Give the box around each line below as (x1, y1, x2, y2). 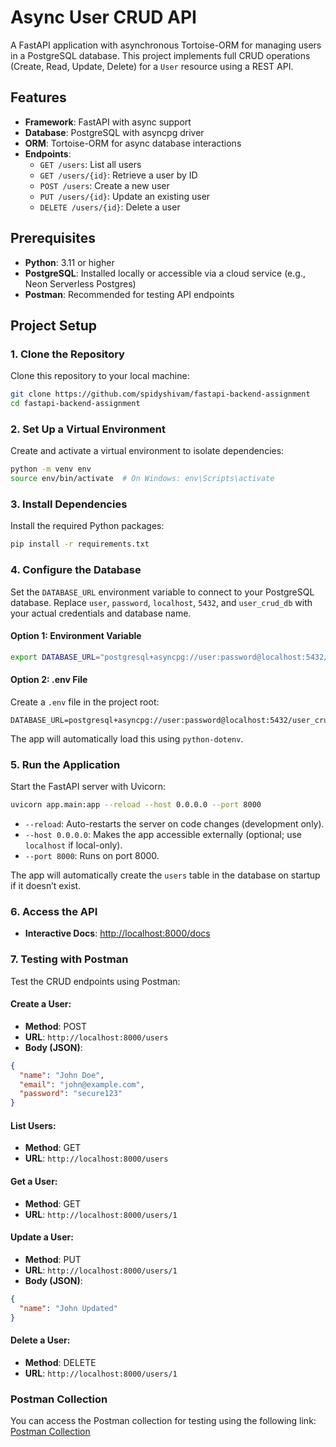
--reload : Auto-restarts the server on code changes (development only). (24, 817, 325, 830)
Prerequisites (10, 230, 96, 247)
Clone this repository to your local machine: (10, 370, 190, 382)
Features (10, 89, 67, 106)
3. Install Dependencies (10, 497, 128, 511)
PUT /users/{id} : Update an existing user (39, 190, 211, 202)
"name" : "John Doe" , (19, 1070, 105, 1080)
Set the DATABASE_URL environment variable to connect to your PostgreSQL (10, 586, 315, 598)
